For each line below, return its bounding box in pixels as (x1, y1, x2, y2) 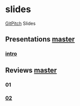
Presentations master (5, 35, 75, 44)
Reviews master (5, 66, 57, 75)
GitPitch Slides (5, 20, 36, 26)
